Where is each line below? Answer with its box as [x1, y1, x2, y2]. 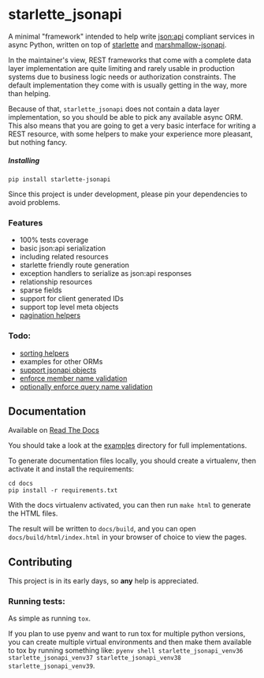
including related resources [19, 252, 109, 262]
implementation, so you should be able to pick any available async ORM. [8, 112, 244, 121]
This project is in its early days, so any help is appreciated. [8, 576, 199, 586]
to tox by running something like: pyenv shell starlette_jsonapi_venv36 [8, 646, 244, 655]
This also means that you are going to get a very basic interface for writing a [8, 121, 256, 130]
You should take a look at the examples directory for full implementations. [8, 441, 247, 450]
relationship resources [19, 278, 93, 287]
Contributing [8, 555, 73, 568]
